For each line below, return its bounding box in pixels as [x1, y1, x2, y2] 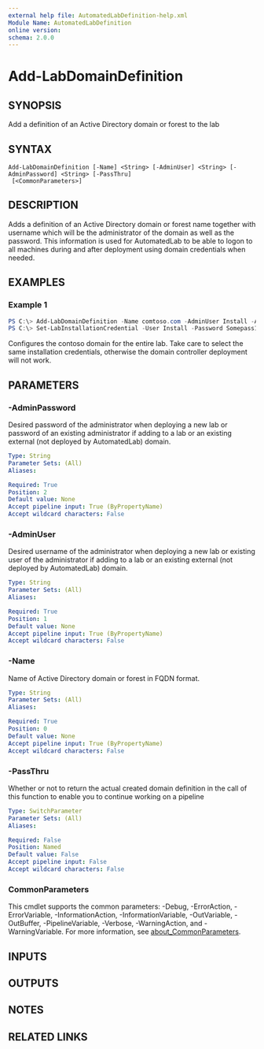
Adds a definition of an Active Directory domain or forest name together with [8, 219, 256, 229]
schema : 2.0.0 [8, 33, 55, 42]
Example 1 [8, 299, 48, 311]
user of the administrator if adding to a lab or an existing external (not [8, 555, 233, 564]
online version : [8, 26, 61, 34]
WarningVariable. [8, 927, 64, 936]
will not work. [8, 355, 52, 365]
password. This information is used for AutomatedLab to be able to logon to [8, 236, 253, 245]
